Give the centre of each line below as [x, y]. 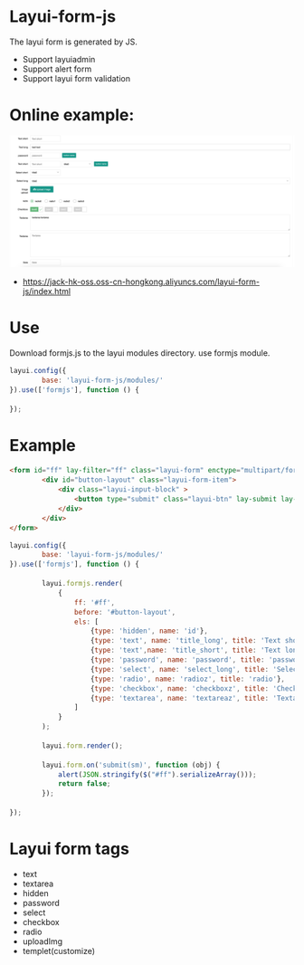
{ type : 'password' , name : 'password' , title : [177, 660]
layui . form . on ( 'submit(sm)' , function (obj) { [131, 765]
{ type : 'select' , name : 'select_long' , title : [180, 669]
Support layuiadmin [59, 59]
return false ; [84, 784]
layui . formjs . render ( [83, 584]
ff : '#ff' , [95, 602]
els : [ [86, 622]
